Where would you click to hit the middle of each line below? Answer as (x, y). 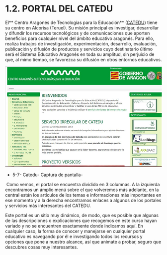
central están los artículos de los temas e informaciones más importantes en (83, 195)
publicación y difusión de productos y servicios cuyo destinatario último (79, 49)
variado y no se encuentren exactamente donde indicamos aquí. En (74, 226)
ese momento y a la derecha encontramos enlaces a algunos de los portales (83, 200)
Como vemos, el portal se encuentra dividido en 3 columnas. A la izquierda (83, 184)
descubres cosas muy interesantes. (42, 247)
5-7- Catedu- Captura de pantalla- (47, 175)
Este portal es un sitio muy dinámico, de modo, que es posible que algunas (82, 215)
